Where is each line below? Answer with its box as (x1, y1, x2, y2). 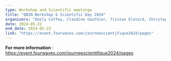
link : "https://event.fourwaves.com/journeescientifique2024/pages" (5, 31, 154, 36)
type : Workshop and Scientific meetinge (5, 7, 93, 13)
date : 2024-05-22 (5, 21, 42, 27)
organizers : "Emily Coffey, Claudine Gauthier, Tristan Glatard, (5, 17, 147, 22)
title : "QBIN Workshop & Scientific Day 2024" (5, 12, 106, 17)
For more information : (5, 45, 54, 50)
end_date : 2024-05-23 (5, 26, 51, 31)
